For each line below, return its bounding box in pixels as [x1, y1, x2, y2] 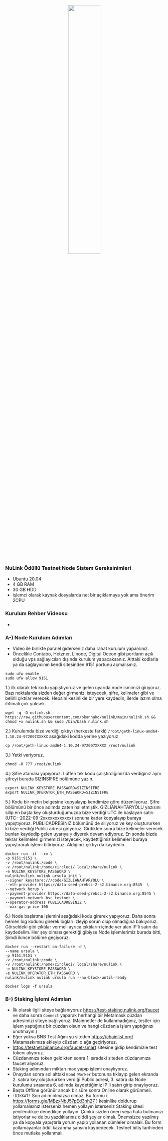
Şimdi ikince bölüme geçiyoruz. [5, 934, 70, 941]
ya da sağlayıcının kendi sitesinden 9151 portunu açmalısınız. [12, 661, 138, 667]
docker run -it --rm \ [5, 851, 53, 856]
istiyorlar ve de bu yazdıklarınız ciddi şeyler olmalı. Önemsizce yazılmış [12, 1114, 159, 1120]
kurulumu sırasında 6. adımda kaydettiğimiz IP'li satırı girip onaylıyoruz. [12, 1082, 159, 1088]
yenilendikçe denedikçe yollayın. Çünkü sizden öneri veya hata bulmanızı [12, 1109, 163, 1115]
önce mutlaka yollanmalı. [12, 1130, 64, 1136]
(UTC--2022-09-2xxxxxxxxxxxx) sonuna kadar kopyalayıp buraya [5, 815, 142, 821]
